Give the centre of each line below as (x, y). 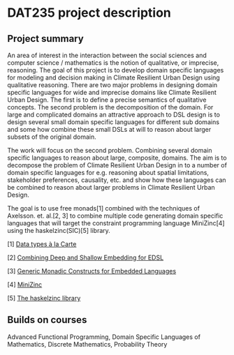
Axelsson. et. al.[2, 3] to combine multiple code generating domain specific (115, 216)
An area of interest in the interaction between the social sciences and (107, 55)
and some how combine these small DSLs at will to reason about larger (109, 129)
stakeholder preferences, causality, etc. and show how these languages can (117, 180)
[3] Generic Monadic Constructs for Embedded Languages (92, 271)
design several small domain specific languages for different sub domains (114, 122)
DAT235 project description (89, 13)
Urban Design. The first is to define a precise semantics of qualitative (107, 100)
